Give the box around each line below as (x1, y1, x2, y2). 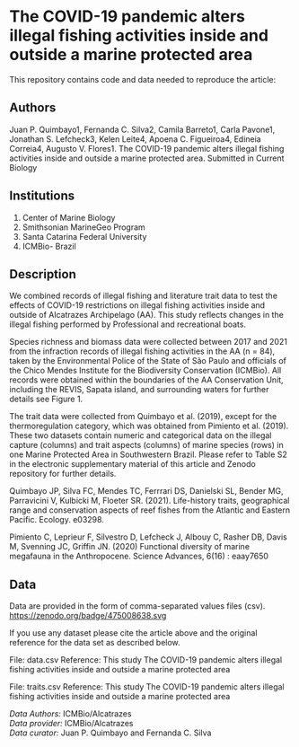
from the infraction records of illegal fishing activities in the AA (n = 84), (9, 346, 276, 356)
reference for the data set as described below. (9, 637, 181, 648)
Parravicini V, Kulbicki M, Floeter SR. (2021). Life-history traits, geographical (9, 496, 290, 506)
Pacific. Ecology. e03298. (9, 514, 105, 525)
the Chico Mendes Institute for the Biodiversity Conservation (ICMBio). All (9, 365, 282, 376)
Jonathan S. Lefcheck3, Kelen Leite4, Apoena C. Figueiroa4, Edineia (9, 133, 262, 145)
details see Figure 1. (9, 393, 84, 405)
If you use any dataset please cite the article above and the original (9, 628, 258, 638)
